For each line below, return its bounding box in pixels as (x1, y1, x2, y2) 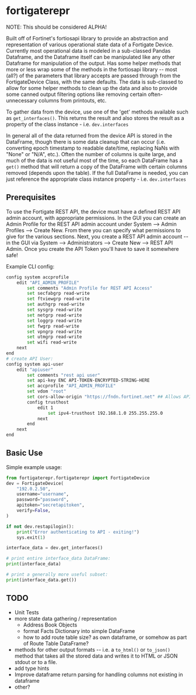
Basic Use (6, 448, 43, 458)
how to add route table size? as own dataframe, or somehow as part (23, 634, 187, 641)
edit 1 (37, 405, 54, 411)
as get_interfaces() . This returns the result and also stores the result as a (6, 114, 185, 121)
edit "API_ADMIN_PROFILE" (16, 280, 80, 285)
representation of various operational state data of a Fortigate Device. (6, 41, 174, 48)
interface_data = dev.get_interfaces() (6, 545, 103, 551)
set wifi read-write (27, 339, 77, 346)
